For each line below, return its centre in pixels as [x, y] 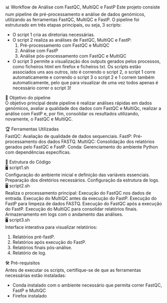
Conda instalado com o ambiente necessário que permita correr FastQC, [87, 285]
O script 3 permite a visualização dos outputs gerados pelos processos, [86, 61]
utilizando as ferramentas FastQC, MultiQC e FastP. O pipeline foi [72, 20]
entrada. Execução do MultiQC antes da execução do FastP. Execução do [81, 198]
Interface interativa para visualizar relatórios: [51, 227]
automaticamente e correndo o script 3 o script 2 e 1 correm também [83, 77]
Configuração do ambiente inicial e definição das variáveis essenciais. [77, 175]
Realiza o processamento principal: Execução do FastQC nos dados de [78, 193]
